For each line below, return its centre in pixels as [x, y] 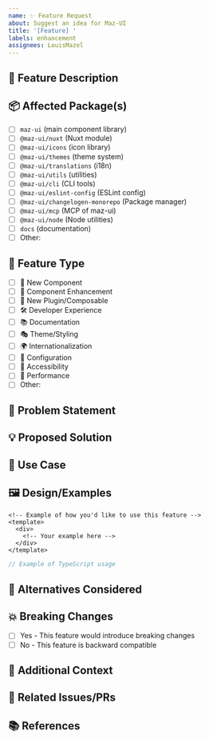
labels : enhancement [43, 38]
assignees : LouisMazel [46, 46]
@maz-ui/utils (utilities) [58, 174]
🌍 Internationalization [56, 346]
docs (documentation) [55, 229]
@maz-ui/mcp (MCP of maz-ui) [68, 210]
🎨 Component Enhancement [66, 292]
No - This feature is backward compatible [88, 645]
